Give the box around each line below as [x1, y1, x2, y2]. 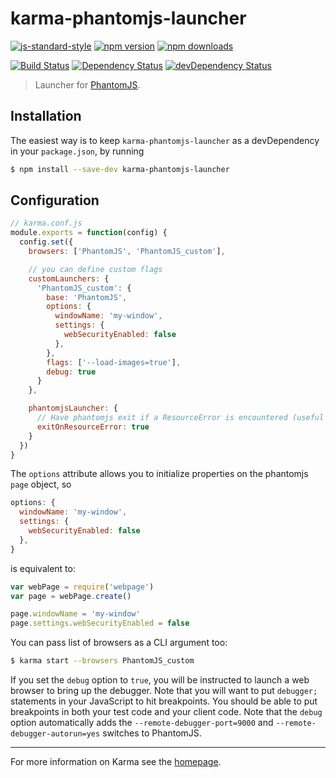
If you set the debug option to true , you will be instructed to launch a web [10, 674, 310, 686]
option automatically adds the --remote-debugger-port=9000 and [10, 717, 274, 729]
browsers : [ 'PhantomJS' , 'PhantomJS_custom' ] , [28, 247, 226, 257]
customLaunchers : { [28, 273, 110, 284]
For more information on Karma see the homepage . [10, 756, 222, 768]
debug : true [46, 367, 97, 377]
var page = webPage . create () [10, 591, 132, 601]
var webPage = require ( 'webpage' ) [10, 582, 155, 592]
